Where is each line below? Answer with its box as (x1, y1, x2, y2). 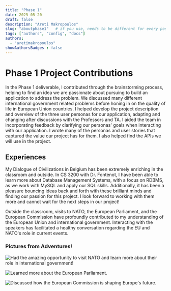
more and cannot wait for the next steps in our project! (5, 199, 120, 205)
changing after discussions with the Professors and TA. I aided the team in (5, 117, 161, 123)
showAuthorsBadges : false (5, 45, 63, 50)
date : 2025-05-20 (5, 12, 42, 17)
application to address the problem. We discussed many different (5, 95, 142, 101)
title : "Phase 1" (5, 7, 42, 13)
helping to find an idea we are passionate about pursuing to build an (5, 90, 148, 96)
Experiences (5, 153, 46, 161)
